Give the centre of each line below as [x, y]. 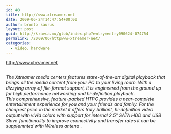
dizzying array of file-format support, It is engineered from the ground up [83, 88]
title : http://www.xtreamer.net [40, 15]
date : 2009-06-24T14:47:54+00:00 [42, 19]
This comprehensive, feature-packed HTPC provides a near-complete [80, 99]
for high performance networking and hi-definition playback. [70, 93]
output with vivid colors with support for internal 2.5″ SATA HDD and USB [83, 115]
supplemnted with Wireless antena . [44, 126]
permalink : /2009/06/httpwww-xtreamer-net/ [53, 39]
